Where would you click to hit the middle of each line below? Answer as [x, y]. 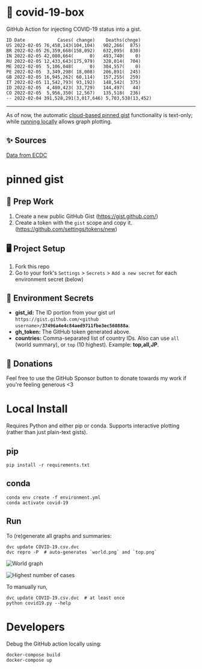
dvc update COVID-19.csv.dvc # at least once [66, 598]
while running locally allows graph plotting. [59, 121]
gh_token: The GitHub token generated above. [73, 332]
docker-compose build [33, 655]
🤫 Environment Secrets [50, 298]
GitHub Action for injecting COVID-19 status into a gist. [74, 29]
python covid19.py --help [38, 603]
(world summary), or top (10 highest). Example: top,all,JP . [87, 345]
